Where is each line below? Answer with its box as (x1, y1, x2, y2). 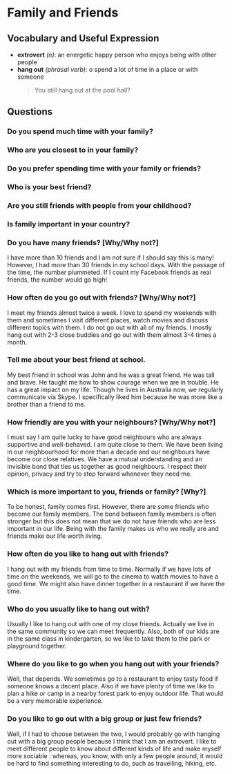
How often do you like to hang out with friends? (7, 549, 169, 559)
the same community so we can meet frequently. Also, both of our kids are (7, 627, 220, 635)
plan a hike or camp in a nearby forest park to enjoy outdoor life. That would (7, 689, 224, 698)
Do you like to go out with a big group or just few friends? (7, 714, 202, 724)
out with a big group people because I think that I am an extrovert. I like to (7, 737, 217, 745)
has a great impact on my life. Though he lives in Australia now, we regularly (7, 385, 224, 394)
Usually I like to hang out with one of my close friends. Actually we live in (7, 620, 215, 628)
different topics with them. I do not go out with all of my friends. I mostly (7, 323, 213, 331)
